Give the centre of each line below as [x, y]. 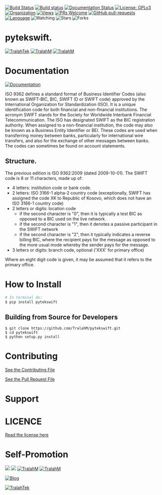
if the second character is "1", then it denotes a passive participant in [88, 224]
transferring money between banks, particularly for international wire [74, 135]
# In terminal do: [24, 297]
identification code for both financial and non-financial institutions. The [76, 109]
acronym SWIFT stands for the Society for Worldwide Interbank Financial [78, 114]
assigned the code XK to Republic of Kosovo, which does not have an [82, 198]
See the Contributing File [30, 370]
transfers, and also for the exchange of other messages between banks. [77, 140]
